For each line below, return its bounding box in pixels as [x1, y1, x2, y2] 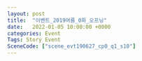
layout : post [7, 10, 45, 18]
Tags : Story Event [7, 36, 61, 43]
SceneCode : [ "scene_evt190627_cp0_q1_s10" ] [7, 43, 136, 50]
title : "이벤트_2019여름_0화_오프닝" [7, 17, 107, 24]
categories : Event [7, 29, 61, 37]
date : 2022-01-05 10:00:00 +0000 [7, 23, 111, 30]
